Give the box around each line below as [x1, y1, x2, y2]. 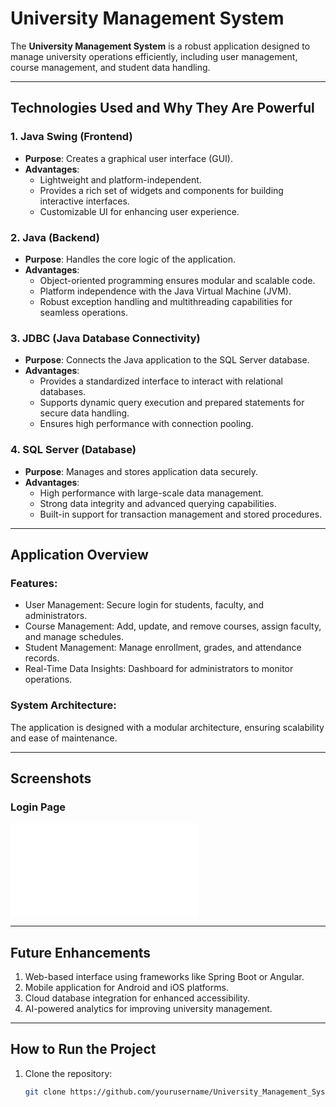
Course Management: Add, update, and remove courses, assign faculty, [24, 620, 322, 632]
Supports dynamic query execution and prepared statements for [39, 397, 305, 409]
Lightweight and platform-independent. [39, 173, 202, 186]
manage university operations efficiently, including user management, [10, 50, 298, 62]
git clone [24, 1087, 67, 1097]
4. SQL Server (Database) [10, 443, 137, 457]
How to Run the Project [10, 1041, 157, 1058]
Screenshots [10, 770, 92, 787]
